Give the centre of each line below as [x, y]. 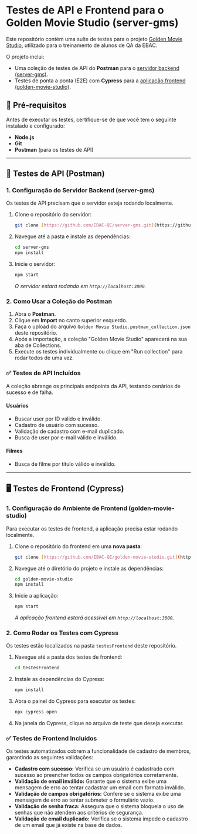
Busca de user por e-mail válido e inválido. [66, 437]
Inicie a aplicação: [36, 596]
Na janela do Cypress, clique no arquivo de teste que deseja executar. [99, 723]
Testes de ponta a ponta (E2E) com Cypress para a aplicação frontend [100, 81]
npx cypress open [36, 712]
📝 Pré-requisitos [36, 106]
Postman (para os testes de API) [54, 149]
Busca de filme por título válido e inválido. [65, 464]
